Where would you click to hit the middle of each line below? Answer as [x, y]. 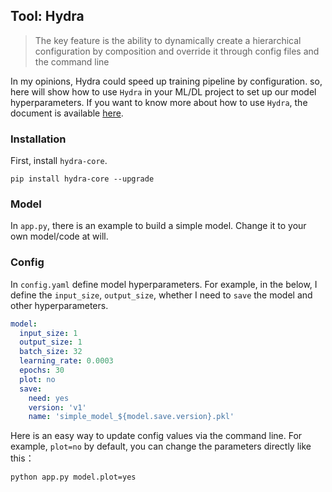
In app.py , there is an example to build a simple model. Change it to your [158, 226]
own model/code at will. [59, 236]
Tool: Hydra [47, 16]
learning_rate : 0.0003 [66, 361]
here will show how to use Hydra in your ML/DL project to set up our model [163, 91]
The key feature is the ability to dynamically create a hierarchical [168, 40]
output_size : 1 [51, 342]
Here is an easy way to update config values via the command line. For [156, 436]
